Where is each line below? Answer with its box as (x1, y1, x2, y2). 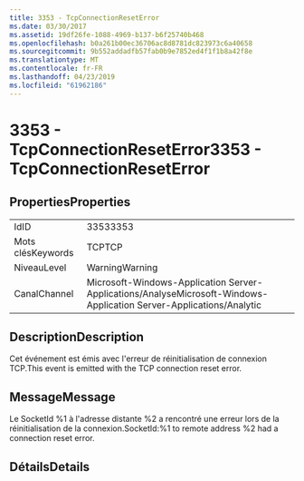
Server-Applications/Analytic (137, 299, 262, 311)
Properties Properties (9, 194, 131, 210)
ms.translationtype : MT (9, 55, 100, 64)
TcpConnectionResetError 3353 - (9, 139, 262, 160)
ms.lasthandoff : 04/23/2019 (9, 73, 116, 82)
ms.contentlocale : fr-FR (9, 64, 103, 74)
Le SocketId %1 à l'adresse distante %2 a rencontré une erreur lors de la (9, 414, 280, 425)
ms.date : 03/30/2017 (9, 22, 88, 31)
